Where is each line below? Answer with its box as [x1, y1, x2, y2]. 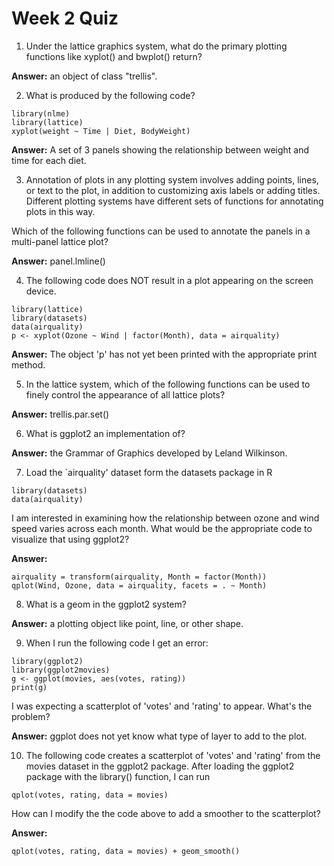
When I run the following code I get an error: [25, 637, 209, 649]
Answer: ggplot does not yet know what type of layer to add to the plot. [11, 730, 308, 742]
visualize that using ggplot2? [11, 533, 130, 545]
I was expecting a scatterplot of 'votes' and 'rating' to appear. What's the [11, 700, 313, 712]
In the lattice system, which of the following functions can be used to [25, 378, 311, 390]
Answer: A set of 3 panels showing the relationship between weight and [11, 143, 310, 156]
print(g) [11, 682, 48, 692]
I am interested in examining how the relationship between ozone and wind [11, 512, 320, 524]
